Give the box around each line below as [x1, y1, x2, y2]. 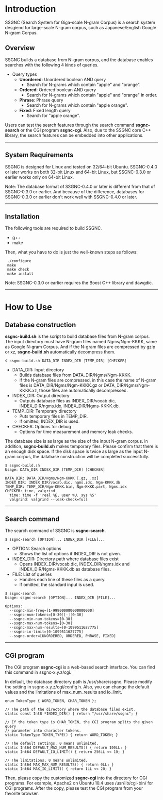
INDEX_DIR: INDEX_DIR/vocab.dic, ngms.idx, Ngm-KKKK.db [5, 480, 120, 485]
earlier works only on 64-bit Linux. [5, 174, 74, 180]
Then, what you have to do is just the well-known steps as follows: [5, 249, 138, 255]
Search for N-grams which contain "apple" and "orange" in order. [26, 92, 158, 98]
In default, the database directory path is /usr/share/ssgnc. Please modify [5, 679, 152, 684]
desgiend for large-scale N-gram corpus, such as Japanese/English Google [5, 24, 157, 30]
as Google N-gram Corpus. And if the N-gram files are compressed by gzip [5, 344, 156, 350]
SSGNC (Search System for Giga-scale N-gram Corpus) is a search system [5, 19, 155, 25]
